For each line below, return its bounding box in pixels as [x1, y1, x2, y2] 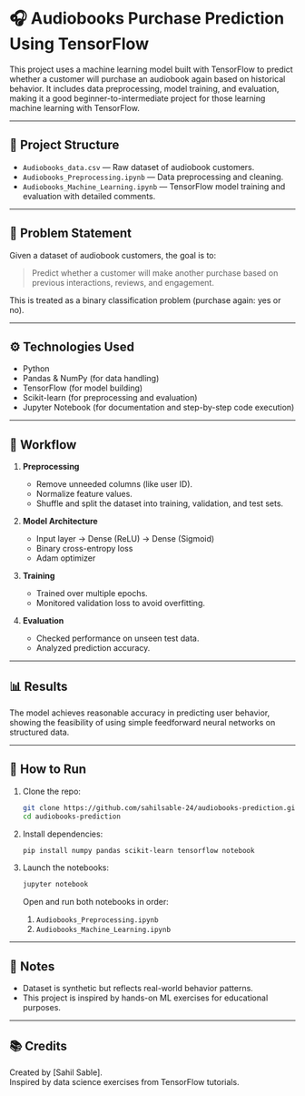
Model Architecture [22, 516, 98, 527]
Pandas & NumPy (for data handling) [22, 373, 160, 384]
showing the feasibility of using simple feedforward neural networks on [9, 717, 276, 727]
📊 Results [9, 678, 68, 694]
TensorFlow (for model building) [22, 382, 143, 393]
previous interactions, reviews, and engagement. [31, 277, 215, 288]
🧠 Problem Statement [9, 226, 133, 241]
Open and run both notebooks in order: [22, 897, 170, 908]
